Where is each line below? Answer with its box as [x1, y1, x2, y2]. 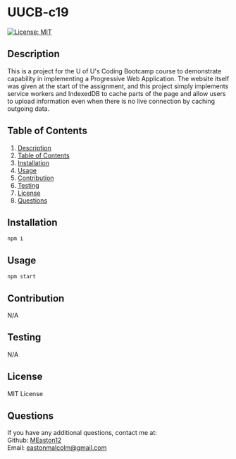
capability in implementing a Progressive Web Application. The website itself [7, 74, 230, 83]
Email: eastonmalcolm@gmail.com [7, 443, 107, 452]
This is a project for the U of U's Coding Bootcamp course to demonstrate [7, 66, 222, 75]
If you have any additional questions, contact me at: [7, 429, 157, 437]
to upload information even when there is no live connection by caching [7, 97, 216, 105]
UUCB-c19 [7, 4, 69, 20]
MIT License [7, 389, 44, 398]
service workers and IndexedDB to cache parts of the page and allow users [7, 89, 226, 97]
